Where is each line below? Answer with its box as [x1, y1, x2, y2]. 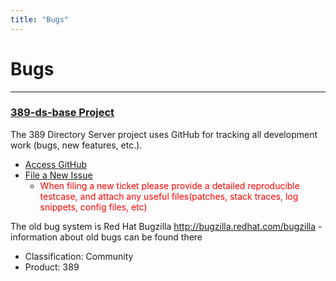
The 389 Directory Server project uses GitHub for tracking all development [10, 128, 318, 140]
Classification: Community [24, 250, 134, 262]
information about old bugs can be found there [10, 231, 203, 243]
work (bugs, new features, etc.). [10, 139, 143, 151]
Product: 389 [24, 261, 80, 273]
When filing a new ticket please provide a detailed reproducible [39, 179, 300, 191]
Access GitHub [24, 158, 88, 170]
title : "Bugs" [10, 14, 70, 25]
